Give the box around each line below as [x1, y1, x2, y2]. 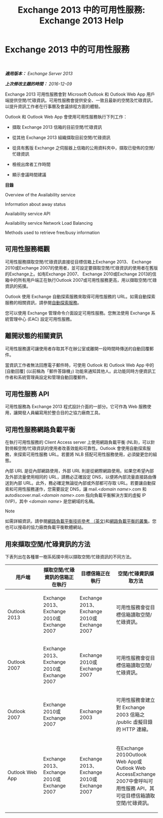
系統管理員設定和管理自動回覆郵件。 [17, 374, 90, 380]
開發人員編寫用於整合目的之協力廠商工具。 [17, 410, 103, 416]
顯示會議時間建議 [12, 172, 47, 177]
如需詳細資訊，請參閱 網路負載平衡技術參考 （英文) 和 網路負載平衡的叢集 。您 [5, 518, 157, 524]
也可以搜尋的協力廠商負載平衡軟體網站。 [5, 525, 86, 530]
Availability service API [5, 211, 51, 216]
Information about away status [5, 201, 66, 207]
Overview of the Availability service [5, 192, 76, 197]
